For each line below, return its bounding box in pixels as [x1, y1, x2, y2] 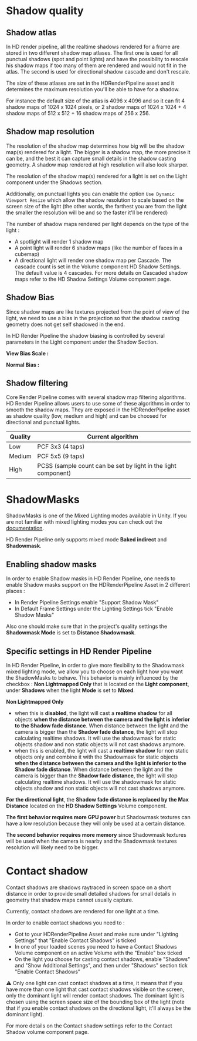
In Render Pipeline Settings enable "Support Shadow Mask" [14, 599, 159, 606]
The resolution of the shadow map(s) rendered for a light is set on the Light [6, 172, 188, 179]
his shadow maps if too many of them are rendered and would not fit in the [6, 62, 186, 69]
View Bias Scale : [6, 350, 49, 357]
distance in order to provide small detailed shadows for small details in [6, 890, 176, 897]
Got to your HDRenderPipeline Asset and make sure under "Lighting [14, 930, 179, 937]
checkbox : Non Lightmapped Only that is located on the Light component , [6, 681, 189, 687]
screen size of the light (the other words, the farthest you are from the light [6, 202, 187, 209]
